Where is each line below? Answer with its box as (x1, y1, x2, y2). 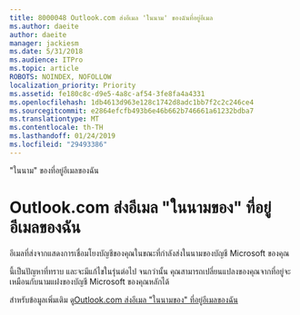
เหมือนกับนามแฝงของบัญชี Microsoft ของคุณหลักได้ (9, 276, 170, 287)
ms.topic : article (9, 64, 79, 74)
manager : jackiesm (9, 38, 79, 48)
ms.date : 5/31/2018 (9, 47, 84, 56)
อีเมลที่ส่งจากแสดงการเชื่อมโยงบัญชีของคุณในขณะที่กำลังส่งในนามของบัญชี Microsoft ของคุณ (9, 247, 290, 259)
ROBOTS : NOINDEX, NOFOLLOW (9, 73, 112, 82)
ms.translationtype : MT (9, 114, 100, 123)
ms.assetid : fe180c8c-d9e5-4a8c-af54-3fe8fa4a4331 (9, 89, 205, 98)
